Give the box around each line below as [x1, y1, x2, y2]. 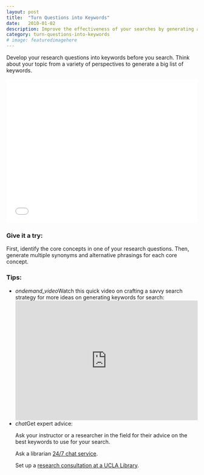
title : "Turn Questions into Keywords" [6, 15, 110, 21]
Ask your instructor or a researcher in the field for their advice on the [15, 431, 188, 439]
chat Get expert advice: [15, 420, 73, 427]
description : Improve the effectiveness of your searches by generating [6, 26, 194, 32]
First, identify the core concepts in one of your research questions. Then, [6, 245, 189, 252]
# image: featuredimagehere [6, 37, 78, 43]
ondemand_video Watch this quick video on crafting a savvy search [15, 287, 183, 294]
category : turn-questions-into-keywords [6, 32, 110, 38]
